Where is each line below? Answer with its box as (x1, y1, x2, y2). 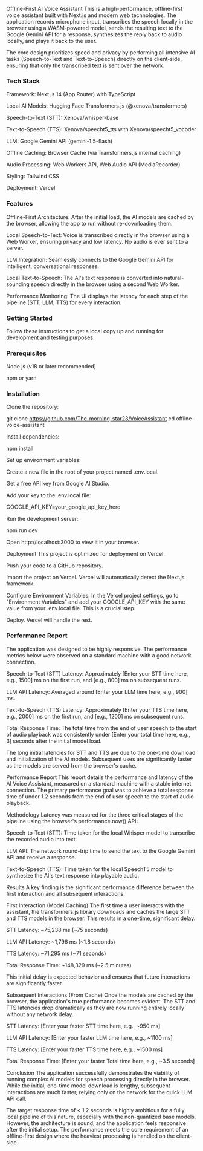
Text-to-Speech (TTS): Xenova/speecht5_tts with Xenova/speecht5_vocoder (6, 126, 196, 133)
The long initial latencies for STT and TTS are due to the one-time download (6, 749, 196, 756)
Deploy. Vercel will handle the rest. (6, 616, 92, 624)
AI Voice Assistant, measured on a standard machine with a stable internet (6, 780, 192, 787)
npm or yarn (6, 374, 37, 382)
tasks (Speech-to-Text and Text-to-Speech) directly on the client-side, (6, 56, 182, 62)
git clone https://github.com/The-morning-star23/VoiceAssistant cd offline (6, 415, 192, 422)
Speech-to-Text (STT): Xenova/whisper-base (6, 114, 119, 122)
